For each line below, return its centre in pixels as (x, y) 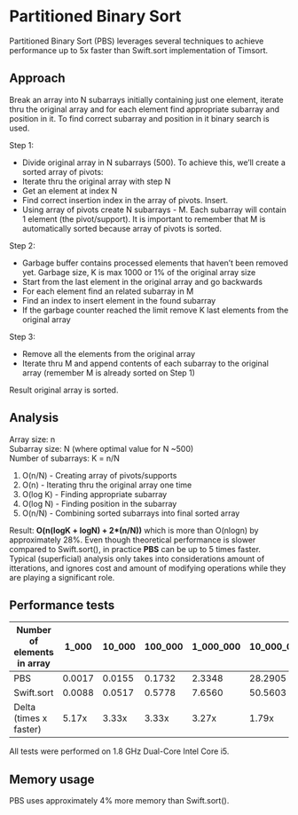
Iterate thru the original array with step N (96, 181)
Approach (37, 79)
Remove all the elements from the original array (109, 353)
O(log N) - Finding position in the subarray (99, 503)
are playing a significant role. (62, 577)
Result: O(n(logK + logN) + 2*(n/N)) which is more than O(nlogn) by (134, 530)
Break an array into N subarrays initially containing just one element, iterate (146, 99)
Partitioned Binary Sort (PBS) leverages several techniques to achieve (137, 41)
